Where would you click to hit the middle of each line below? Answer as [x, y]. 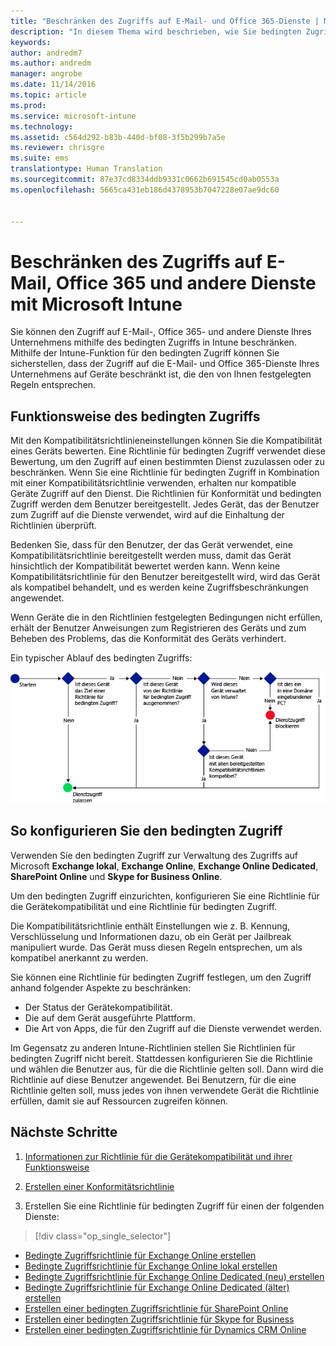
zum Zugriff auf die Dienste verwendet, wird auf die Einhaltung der [147, 515]
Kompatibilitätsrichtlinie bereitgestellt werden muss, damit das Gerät [151, 556]
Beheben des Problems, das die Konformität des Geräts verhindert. [148, 639]
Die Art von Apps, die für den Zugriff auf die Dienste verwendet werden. [173, 1028]
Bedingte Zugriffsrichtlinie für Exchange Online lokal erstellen [151, 1266]
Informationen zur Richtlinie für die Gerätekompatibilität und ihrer [158, 1156]
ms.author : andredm [51, 63]
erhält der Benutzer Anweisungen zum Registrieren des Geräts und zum [158, 628]
